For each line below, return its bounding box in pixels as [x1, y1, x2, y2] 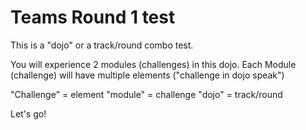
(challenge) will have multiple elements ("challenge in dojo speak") [10, 69, 285, 81]
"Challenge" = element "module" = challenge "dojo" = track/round [10, 88, 283, 100]
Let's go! [10, 107, 47, 120]
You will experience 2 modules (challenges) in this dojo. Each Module [10, 58, 297, 70]
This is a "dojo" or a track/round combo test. [10, 39, 194, 51]
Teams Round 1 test [10, 6, 176, 29]
